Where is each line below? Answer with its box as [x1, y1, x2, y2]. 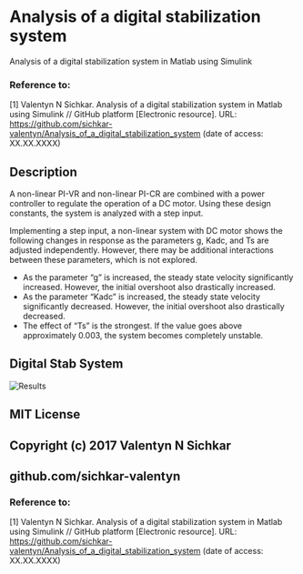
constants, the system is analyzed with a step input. [9, 207, 204, 219]
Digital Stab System [9, 357, 124, 372]
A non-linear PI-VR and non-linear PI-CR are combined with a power [9, 188, 266, 199]
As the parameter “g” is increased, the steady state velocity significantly [22, 272, 294, 283]
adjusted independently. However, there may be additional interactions [9, 245, 275, 256]
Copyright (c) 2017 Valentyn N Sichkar [9, 438, 232, 453]
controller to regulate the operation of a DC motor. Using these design [9, 198, 271, 209]
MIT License [9, 407, 81, 422]
